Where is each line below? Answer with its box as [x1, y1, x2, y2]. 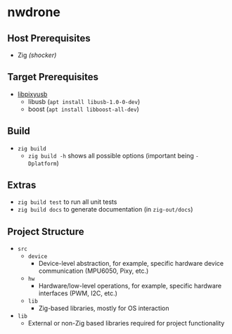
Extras [7, 179, 37, 191]
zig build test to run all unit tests [17, 198, 117, 206]
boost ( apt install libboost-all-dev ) [27, 105, 139, 113]
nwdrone [7, 4, 61, 20]
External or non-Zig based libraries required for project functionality [27, 319, 225, 328]
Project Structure [7, 226, 84, 238]
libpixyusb [17, 89, 48, 98]
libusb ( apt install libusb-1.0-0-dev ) [27, 97, 141, 105]
